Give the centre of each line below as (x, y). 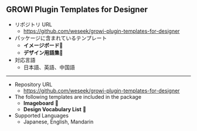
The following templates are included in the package (78, 96)
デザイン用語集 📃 (43, 53)
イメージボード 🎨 (43, 45)
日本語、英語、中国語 (49, 67)
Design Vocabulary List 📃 (55, 109)
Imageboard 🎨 (41, 103)
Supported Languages (42, 115)
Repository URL (33, 84)
